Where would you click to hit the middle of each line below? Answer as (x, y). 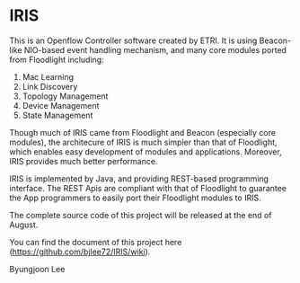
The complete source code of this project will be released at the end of (141, 215)
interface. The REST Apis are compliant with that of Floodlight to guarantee (148, 188)
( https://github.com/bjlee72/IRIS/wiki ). (80, 252)
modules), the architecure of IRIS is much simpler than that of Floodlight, (143, 142)
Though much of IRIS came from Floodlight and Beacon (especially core (143, 132)
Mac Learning (48, 76)
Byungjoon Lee (37, 269)
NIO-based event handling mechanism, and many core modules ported (155, 49)
